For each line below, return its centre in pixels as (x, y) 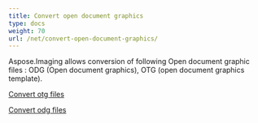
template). (26, 78)
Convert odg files (37, 110)
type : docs (27, 23)
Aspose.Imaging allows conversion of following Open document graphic (129, 61)
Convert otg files (37, 95)
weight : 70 (27, 31)
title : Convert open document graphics (76, 16)
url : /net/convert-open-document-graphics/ (83, 38)
